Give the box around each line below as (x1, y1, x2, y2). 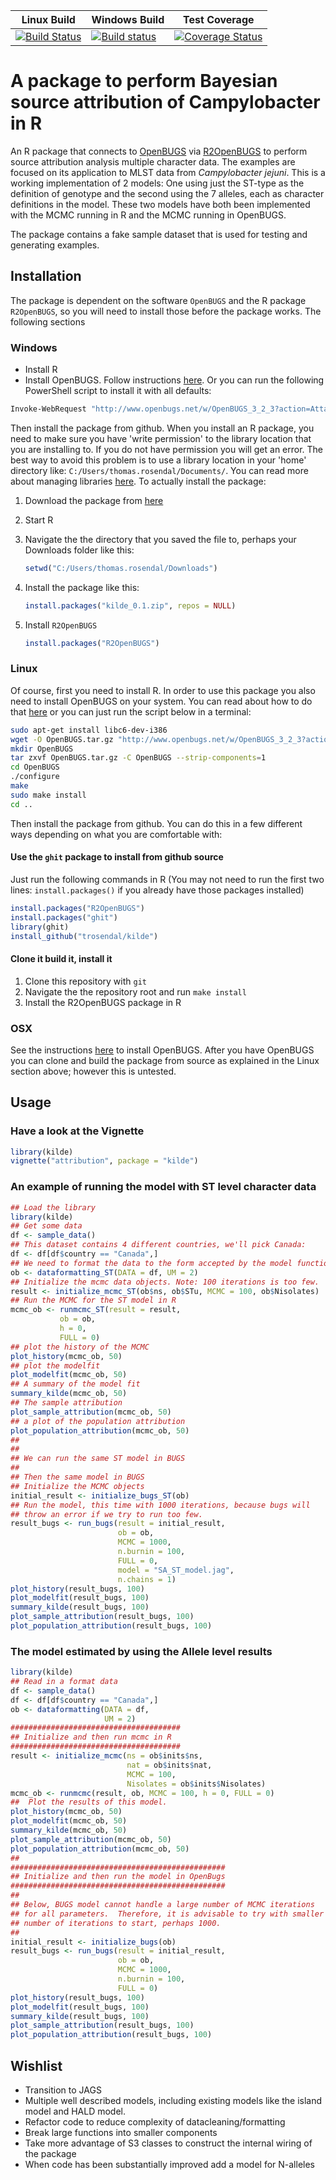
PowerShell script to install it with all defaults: (24, 385, 212, 397)
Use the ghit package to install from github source (10, 851, 224, 863)
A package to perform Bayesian (10, 70, 278, 93)
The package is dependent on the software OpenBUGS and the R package (10, 294, 307, 306)
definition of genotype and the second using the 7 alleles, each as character (10, 187, 325, 199)
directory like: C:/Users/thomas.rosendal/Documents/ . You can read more (10, 464, 309, 476)
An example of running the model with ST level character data (10, 1180, 317, 1194)
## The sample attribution (10, 1398, 123, 1408)
